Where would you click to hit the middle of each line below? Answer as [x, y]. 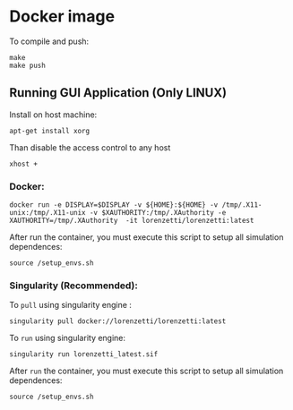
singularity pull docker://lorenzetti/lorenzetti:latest [118, 321]
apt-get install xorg [50, 131]
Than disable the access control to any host [90, 147]
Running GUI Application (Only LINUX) [118, 93]
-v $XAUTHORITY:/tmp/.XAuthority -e [158, 213]
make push [28, 65]
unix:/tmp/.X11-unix [48, 213]
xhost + [24, 164]
